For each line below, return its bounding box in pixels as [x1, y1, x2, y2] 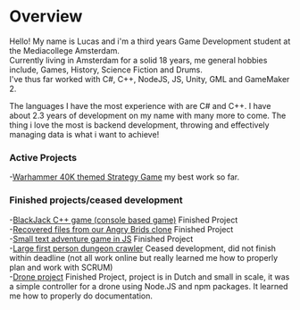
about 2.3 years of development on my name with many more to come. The [9, 110, 287, 121]
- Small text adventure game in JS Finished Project [9, 233, 194, 244]
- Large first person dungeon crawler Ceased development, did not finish [9, 243, 277, 254]
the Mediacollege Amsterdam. [9, 45, 121, 55]
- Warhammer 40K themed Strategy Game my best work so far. [9, 172, 239, 182]
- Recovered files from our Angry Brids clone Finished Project [9, 223, 234, 234]
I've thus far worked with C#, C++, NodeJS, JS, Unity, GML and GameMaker [9, 73, 290, 84]
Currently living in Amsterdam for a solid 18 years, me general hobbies [9, 54, 268, 65]
